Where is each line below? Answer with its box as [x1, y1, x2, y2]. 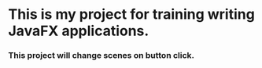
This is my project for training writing [8, 5, 256, 23]
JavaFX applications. [8, 22, 149, 40]
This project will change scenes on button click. [8, 50, 195, 61]
